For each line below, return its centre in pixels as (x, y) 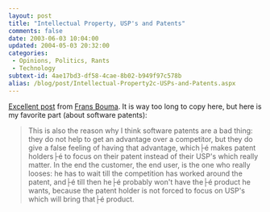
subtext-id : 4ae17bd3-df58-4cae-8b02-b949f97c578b (95, 76)
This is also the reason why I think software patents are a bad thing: (140, 131)
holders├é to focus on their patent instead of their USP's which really (143, 156)
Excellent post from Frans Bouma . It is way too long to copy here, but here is (135, 106)
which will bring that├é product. (81, 199)
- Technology (34, 69)
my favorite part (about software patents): (78, 114)
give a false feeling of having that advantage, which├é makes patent (142, 148)
